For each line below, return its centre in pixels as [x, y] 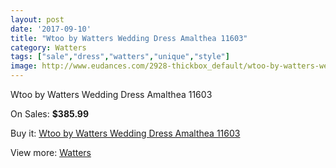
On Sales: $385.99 [50, 114]
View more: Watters [51, 152]
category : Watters [48, 47]
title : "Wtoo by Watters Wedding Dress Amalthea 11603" [129, 38]
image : [24, 66]
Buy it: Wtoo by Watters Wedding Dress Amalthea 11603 [125, 133]
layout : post [37, 19]
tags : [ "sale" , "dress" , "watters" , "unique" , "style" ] [120, 57]
